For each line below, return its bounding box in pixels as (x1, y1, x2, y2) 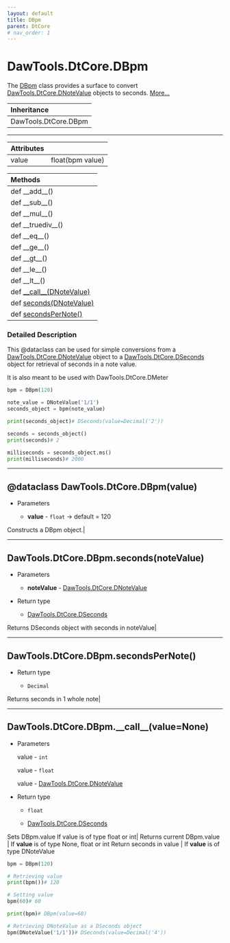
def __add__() (10, 187, 53, 196)
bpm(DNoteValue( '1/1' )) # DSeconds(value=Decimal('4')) (7, 929, 167, 936)
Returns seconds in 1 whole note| (7, 694, 101, 703)
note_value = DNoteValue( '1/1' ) (7, 399, 99, 406)
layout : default (7, 10, 53, 17)
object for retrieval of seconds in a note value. (7, 360, 137, 368)
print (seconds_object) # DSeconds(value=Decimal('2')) (7, 418, 164, 425)
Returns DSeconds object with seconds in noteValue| (7, 624, 157, 632)
